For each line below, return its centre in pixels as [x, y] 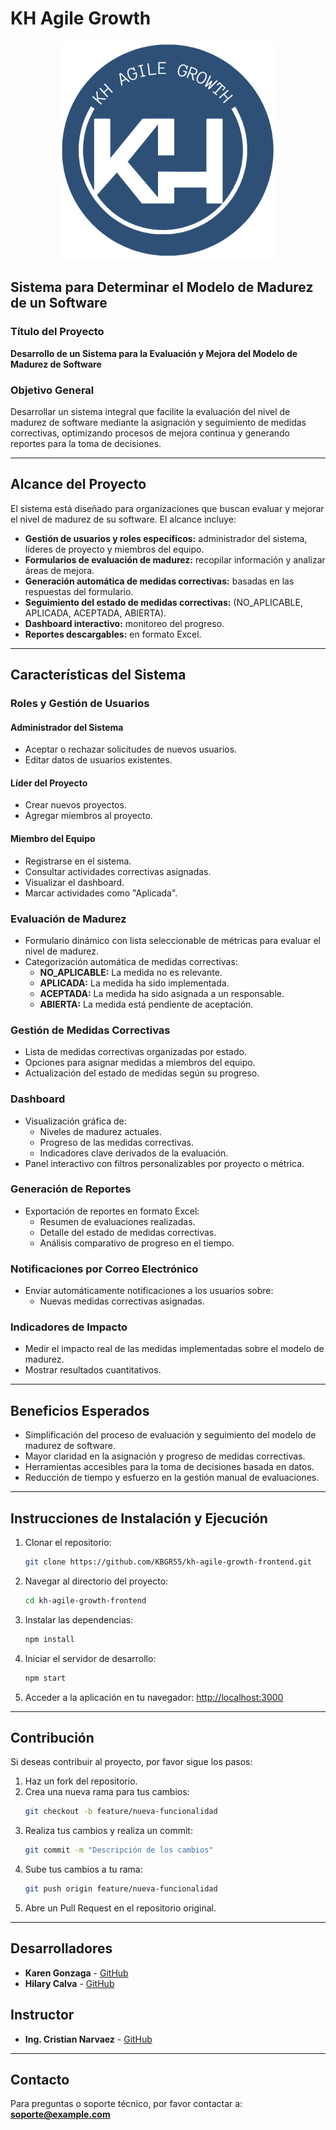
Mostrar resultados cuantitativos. [93, 1370]
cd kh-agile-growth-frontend [85, 1600]
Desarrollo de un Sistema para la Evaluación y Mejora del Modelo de [154, 353]
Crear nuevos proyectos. [75, 805]
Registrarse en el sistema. [78, 861]
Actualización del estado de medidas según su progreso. [142, 1073]
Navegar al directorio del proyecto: [96, 1581]
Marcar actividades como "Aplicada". [101, 893]
